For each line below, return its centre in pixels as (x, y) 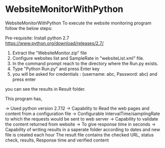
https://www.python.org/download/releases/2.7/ (55, 43)
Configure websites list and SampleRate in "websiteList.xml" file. (78, 58)
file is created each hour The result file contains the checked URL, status (80, 135)
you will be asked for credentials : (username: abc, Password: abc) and (85, 74)
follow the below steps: (29, 28)
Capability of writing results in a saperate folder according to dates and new (82, 129)
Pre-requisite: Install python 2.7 (37, 38)
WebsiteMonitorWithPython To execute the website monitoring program (78, 23)
